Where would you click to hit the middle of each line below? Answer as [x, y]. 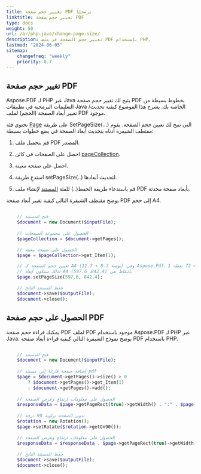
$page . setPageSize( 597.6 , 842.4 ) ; [60, 277]
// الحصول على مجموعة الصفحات [53, 233]
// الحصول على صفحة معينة [47, 250]
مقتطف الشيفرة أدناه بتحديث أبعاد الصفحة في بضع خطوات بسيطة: [80, 131]
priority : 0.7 [34, 62]
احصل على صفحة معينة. [42, 166]
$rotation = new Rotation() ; [53, 421]
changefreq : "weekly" [44, 56]
